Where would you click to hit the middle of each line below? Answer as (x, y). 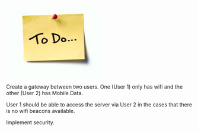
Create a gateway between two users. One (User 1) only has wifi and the (95, 87)
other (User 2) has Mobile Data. (44, 93)
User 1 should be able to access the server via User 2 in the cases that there (99, 105)
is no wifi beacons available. (41, 111)
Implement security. (31, 122)
